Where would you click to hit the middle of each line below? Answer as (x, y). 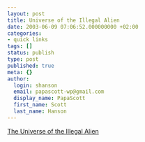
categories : (24, 33)
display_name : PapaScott (49, 99)
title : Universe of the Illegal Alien (63, 20)
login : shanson (36, 85)
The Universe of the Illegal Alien (53, 131)
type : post (23, 59)
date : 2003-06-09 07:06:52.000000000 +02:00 (73, 27)
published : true (31, 66)
